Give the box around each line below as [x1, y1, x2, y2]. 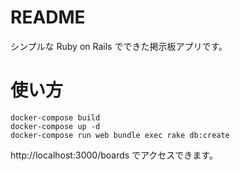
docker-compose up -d [10, 121, 101, 131]
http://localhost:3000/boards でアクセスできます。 [10, 149, 218, 161]
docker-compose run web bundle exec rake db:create [10, 130, 230, 140]
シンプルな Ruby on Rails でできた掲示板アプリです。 [10, 40, 228, 52]
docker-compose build [10, 112, 101, 123]
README [10, 6, 86, 29]
